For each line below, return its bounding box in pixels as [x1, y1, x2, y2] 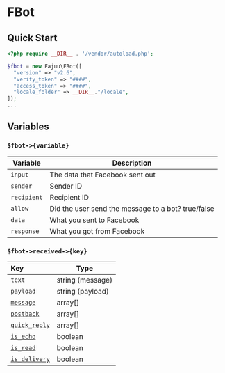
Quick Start [7, 32, 58, 44]
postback [10, 310, 40, 317]
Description [112, 158, 152, 168]
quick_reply [10, 321, 51, 329]
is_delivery [10, 355, 51, 363]
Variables [7, 121, 50, 133]
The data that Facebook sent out [49, 170, 156, 180]
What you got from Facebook [49, 226, 145, 236]
